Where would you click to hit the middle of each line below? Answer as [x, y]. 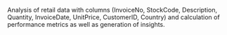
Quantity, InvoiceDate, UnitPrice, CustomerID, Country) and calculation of [113, 17]
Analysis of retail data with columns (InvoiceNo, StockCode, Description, [112, 10]
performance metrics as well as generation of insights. [86, 24]
